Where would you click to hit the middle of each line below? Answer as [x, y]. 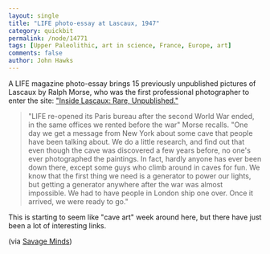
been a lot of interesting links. [57, 225]
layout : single [34, 16]
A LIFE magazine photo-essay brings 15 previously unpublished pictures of [132, 83]
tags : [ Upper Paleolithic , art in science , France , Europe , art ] [120, 46]
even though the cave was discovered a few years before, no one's [139, 150]
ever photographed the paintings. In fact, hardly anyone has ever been [145, 158]
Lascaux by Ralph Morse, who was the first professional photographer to [129, 92]
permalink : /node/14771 [48, 38]
